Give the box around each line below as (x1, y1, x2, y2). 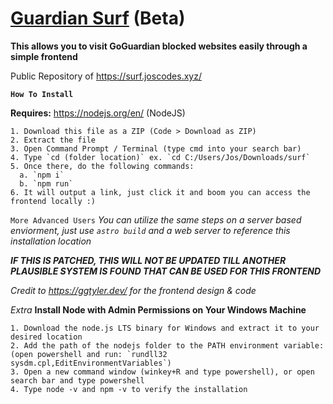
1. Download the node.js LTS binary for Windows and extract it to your (10, 323, 320, 333)
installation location (10, 235, 92, 247)
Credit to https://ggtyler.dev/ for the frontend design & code (10, 284, 257, 296)
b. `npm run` (19, 178, 74, 189)
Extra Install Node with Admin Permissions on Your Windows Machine (10, 303, 307, 316)
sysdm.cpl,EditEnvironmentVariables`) (10, 358, 172, 368)
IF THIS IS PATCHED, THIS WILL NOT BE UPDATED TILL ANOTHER (10, 254, 287, 266)
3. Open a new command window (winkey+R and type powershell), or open (10, 367, 315, 377)
